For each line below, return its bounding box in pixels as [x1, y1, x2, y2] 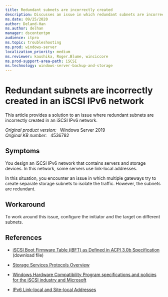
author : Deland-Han [5, 21, 46, 27]
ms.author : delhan [5, 26, 43, 31]
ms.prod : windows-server [5, 45, 57, 50]
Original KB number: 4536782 [5, 132, 69, 138]
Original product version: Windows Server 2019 [5, 127, 105, 133]
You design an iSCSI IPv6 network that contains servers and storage [5, 160, 146, 166]
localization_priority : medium [5, 49, 70, 54]
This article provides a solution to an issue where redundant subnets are [5, 112, 154, 118]
